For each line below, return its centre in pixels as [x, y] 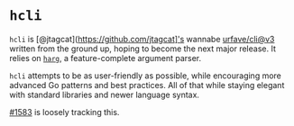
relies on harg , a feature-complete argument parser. [106, 58]
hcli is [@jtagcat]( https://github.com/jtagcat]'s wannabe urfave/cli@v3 [142, 39]
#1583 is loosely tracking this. [64, 112]
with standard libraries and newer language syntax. [105, 94]
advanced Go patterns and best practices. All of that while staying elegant [147, 85]
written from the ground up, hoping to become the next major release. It [143, 49]
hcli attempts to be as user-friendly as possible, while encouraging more [146, 76]
